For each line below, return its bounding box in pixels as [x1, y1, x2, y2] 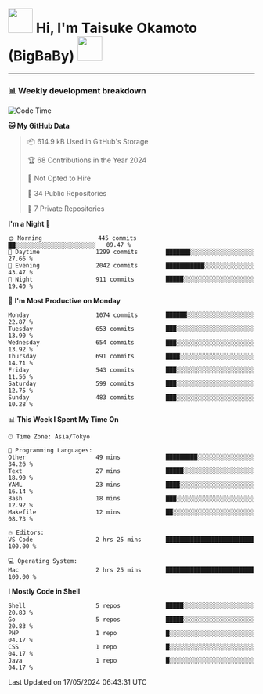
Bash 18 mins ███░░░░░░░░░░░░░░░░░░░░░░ [8, 495, 254, 503]
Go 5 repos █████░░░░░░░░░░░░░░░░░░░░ [8, 616, 254, 623]
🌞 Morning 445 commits [8, 234, 137, 242]
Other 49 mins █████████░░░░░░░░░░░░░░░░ [8, 453, 254, 462]
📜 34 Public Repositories [27, 189, 107, 198]
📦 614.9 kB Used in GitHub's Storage [27, 137, 149, 147]
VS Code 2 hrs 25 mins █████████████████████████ [8, 536, 254, 544]
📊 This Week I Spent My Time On [8, 415, 119, 424]
